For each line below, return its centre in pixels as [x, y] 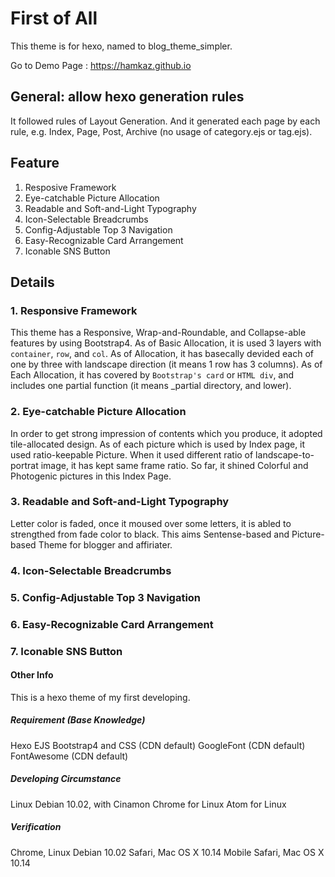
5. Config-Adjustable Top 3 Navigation [106, 597]
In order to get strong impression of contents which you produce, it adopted [166, 433]
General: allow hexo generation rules [127, 97]
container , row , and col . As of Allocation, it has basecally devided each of [162, 354]
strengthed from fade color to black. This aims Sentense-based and [150, 534]
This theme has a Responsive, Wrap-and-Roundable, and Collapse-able [158, 333]
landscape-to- [285, 454]
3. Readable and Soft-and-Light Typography [120, 502]
